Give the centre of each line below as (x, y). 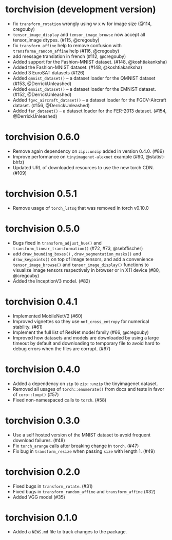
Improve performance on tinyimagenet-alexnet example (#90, (79, 156)
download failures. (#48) (39, 440)
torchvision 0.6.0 (43, 137)
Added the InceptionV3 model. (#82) (52, 281)
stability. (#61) (27, 327)
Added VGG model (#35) (39, 497)
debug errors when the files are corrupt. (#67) (62, 348)
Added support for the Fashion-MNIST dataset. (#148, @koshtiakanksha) (90, 62)
